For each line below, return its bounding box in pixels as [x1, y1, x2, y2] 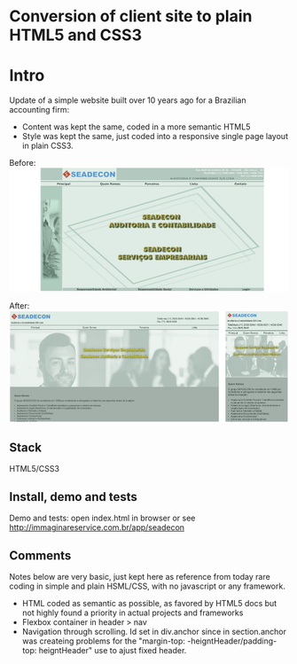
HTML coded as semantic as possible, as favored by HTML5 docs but [21, 598, 277, 608]
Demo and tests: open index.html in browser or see [9, 512, 196, 524]
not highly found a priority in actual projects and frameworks [21, 607, 244, 618]
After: [9, 301, 30, 311]
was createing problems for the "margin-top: [21, 636, 186, 646]
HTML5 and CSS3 [9, 25, 142, 45]
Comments [9, 548, 72, 563]
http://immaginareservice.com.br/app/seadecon [9, 522, 184, 533]
